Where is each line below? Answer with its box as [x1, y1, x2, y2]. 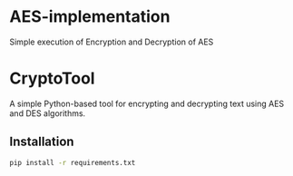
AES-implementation [9, 6, 171, 27]
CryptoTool [9, 68, 95, 89]
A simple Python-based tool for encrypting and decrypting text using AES [9, 98, 285, 109]
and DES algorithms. [9, 107, 86, 119]
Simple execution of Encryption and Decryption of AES [9, 36, 214, 47]
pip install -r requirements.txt [9, 158, 136, 167]
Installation [9, 134, 74, 150]
